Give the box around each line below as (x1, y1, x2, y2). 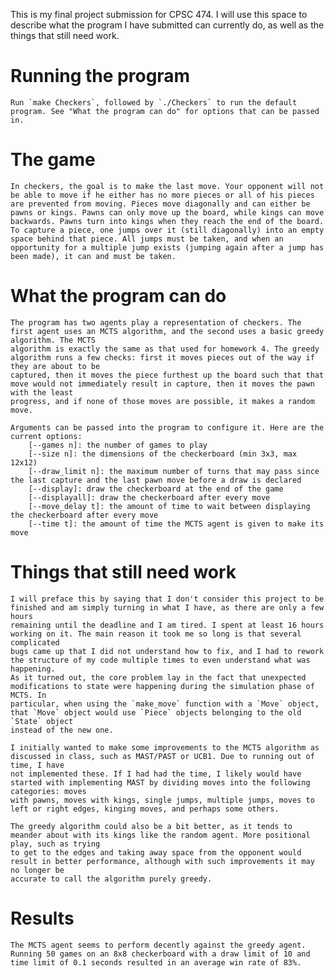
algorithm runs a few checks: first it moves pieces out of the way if (10, 352, 315, 363)
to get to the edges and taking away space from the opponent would (10, 847, 302, 858)
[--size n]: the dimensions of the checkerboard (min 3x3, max (28, 449, 298, 459)
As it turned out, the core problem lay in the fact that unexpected (10, 672, 307, 683)
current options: (10, 431, 83, 441)
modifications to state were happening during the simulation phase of (10, 681, 315, 691)
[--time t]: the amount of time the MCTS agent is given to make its (28, 519, 325, 529)
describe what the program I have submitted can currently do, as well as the (10, 19, 325, 31)
